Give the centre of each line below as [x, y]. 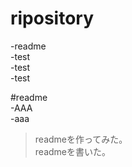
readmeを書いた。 [72, 151]
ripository [52, 18]
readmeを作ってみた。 [81, 139]
